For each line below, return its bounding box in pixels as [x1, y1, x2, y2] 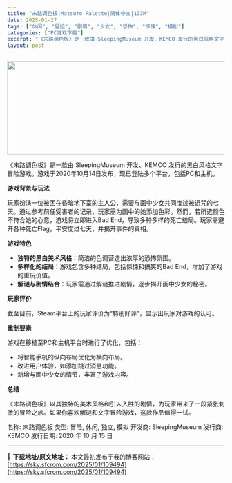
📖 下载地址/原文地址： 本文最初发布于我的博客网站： [7, 453, 157, 461]
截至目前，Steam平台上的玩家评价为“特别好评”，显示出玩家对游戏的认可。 [7, 309, 219, 317]
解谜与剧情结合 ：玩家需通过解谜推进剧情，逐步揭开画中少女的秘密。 [17, 280, 211, 288]
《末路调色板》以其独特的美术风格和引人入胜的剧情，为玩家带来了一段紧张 [7, 400, 219, 408]
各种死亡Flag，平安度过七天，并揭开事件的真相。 [12, 225, 153, 233]
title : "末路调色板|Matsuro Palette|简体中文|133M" [7, 10, 150, 17]
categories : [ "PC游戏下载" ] [7, 29, 84, 37]
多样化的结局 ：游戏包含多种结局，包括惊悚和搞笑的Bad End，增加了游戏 [17, 263, 223, 270]
